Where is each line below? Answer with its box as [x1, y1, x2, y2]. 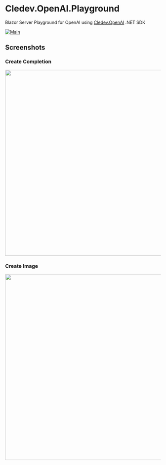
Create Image [5, 262, 39, 269]
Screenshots [5, 43, 45, 52]
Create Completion [5, 58, 52, 65]
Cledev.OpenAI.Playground [5, 3, 120, 14]
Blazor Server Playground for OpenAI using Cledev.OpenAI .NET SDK [5, 19, 146, 25]
